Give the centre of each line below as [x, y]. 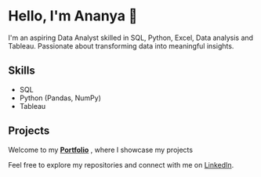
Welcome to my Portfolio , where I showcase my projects [101, 150]
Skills [22, 71]
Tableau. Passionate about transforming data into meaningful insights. [121, 45]
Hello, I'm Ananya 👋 [73, 16]
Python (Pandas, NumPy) [60, 98]
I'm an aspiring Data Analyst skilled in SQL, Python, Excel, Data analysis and [130, 38]
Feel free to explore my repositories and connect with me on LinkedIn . [121, 164]
